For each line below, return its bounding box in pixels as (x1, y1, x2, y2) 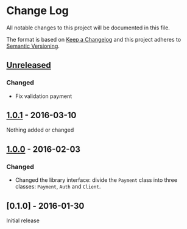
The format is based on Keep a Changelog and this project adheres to (6, 36, 182, 43)
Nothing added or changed (6, 126, 74, 133)
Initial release (6, 217, 40, 224)
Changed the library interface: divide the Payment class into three (15, 176, 178, 184)
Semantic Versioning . (6, 42, 60, 50)
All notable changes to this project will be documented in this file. (6, 24, 171, 31)
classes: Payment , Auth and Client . (15, 183, 101, 190)
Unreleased (6, 60, 52, 70)
